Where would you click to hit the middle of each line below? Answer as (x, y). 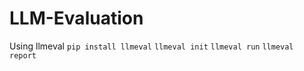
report (23, 55)
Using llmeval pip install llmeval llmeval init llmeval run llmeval (151, 46)
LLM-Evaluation (76, 18)
